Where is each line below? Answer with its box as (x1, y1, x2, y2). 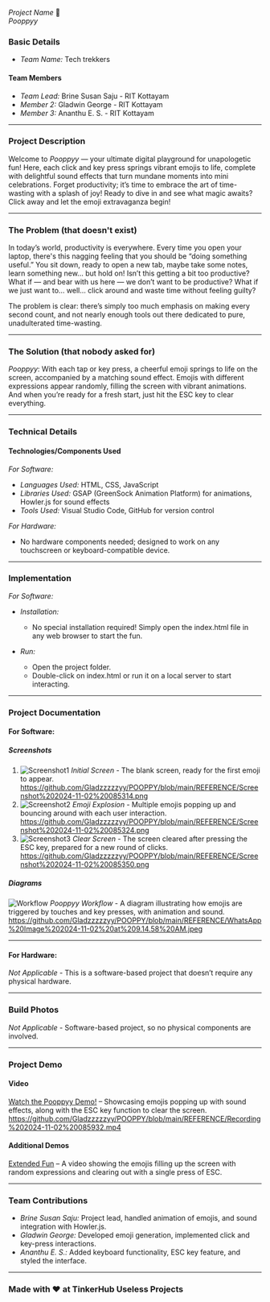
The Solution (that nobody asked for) (8, 346, 155, 358)
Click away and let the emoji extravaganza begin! (8, 197, 171, 206)
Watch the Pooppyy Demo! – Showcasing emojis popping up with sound (8, 1097, 247, 1106)
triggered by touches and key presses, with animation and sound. (8, 907, 225, 917)
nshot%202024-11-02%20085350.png (19, 860, 150, 869)
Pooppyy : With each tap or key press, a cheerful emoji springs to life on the (8, 364, 259, 374)
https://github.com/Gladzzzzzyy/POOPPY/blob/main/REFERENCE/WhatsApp (8, 915, 262, 926)
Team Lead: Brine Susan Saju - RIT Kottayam (19, 91, 170, 101)
